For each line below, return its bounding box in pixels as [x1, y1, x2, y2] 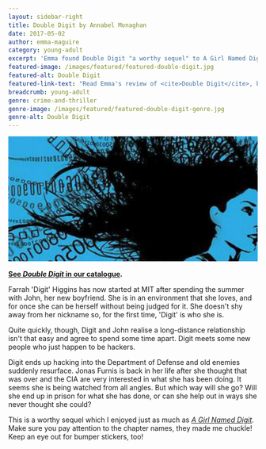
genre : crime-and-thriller [8, 96, 97, 105]
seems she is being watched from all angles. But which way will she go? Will [8, 383, 257, 393]
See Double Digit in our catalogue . [8, 270, 123, 279]
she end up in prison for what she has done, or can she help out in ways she [8, 391, 257, 401]
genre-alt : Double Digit [8, 113, 90, 121]
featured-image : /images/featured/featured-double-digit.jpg [8, 63, 215, 71]
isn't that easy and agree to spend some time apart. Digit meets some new [8, 334, 251, 343]
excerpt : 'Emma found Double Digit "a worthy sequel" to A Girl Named [8, 55, 246, 63]
